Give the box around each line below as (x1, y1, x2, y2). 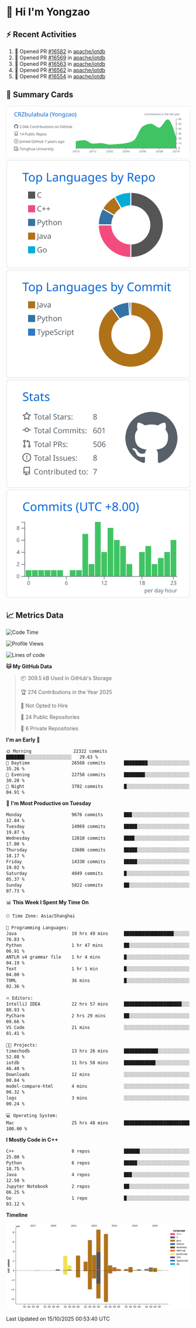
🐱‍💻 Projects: (6, 1042, 38, 1049)
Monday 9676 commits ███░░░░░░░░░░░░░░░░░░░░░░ (6, 812, 190, 818)
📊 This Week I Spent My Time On (6, 899, 89, 906)
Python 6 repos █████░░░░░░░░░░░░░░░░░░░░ (6, 1160, 190, 1166)
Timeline (6, 1212, 28, 1219)
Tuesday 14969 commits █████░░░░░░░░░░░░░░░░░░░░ (6, 824, 190, 830)
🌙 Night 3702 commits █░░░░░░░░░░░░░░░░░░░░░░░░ (6, 784, 190, 790)
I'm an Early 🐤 (6, 736, 40, 743)
